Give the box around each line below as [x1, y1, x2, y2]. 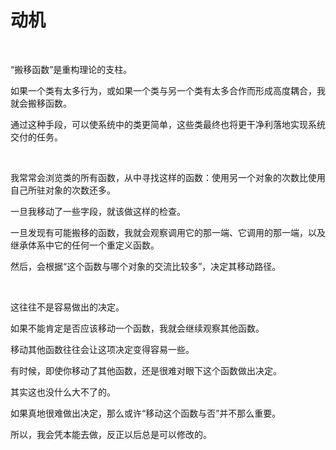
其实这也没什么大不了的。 [10, 386, 116, 398]
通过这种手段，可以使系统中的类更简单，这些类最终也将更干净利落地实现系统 [10, 118, 326, 130]
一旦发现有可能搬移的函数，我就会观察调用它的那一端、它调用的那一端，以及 [10, 226, 326, 238]
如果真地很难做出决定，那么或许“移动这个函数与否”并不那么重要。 [10, 407, 282, 419]
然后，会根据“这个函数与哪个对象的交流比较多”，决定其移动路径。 [10, 260, 282, 272]
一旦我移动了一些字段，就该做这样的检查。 [10, 205, 186, 217]
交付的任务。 [10, 131, 63, 143]
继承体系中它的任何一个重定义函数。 [10, 239, 160, 251]
